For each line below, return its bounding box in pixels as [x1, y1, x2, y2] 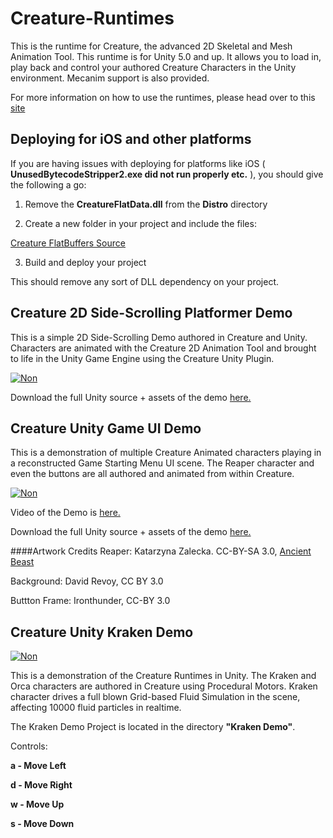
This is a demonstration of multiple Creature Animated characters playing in [10, 447, 322, 459]
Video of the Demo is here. [10, 507, 121, 519]
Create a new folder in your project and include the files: [24, 217, 257, 229]
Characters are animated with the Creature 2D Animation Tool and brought [10, 342, 317, 354]
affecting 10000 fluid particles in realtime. [10, 702, 182, 714]
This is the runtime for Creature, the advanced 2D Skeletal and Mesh [10, 40, 293, 52]
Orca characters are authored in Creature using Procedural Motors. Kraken [10, 680, 318, 692]
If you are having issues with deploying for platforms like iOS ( [10, 157, 266, 169]
